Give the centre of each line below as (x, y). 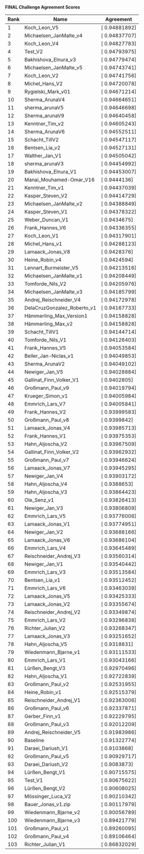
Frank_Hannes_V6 (45, 228)
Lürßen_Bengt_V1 (45, 772)
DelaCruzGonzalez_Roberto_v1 (60, 308)
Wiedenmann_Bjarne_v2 (52, 812)
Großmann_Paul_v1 (47, 828)
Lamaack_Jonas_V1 (47, 524)
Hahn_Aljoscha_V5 (46, 644)
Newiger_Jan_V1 (44, 564)
